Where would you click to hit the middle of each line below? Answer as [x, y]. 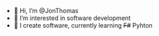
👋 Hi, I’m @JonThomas [46, 11]
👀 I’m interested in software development [72, 18]
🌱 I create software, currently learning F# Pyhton [83, 25]
